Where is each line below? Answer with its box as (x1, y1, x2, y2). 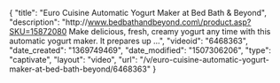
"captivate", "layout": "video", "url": (9, 55, 138, 64)
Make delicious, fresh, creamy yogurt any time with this (68, 26, 271, 36)
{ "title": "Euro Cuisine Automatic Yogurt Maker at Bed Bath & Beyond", (9, 8, 268, 18)
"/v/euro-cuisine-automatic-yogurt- (139, 55, 270, 64)
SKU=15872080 (9, 26, 67, 36)
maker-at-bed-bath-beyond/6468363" (9, 64, 151, 74)
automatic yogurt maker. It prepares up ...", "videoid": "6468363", (9, 35, 248, 46)
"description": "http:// (9, 17, 89, 27)
